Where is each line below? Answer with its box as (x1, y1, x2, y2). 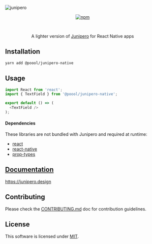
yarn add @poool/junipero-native (5, 61, 74, 65)
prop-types (12, 152, 35, 157)
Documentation (5, 165, 54, 174)
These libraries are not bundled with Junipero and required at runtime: (5, 131, 148, 137)
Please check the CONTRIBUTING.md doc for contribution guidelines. (5, 206, 147, 212)
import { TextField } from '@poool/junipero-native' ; (5, 91, 118, 97)
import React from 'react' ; (5, 87, 63, 92)
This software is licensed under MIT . (5, 233, 79, 239)
